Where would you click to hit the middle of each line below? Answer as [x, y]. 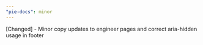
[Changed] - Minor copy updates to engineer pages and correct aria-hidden [102, 29]
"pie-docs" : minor [29, 12]
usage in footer [25, 35]
